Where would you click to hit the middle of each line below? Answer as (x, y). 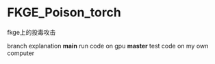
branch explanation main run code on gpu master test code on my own (108, 46)
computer (21, 53)
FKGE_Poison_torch (64, 13)
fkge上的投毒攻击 (31, 32)
